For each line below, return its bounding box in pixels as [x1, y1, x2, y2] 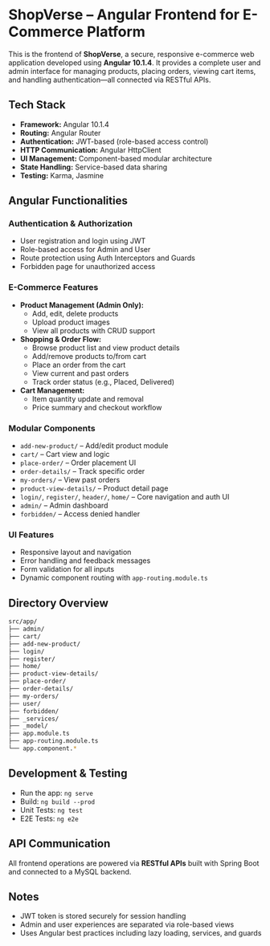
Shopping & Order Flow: [19, 334, 102, 344]
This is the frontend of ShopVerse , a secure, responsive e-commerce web [8, 49, 255, 59]
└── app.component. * [8, 744, 78, 752]
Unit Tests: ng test [19, 805, 83, 814]
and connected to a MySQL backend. [8, 866, 132, 876]
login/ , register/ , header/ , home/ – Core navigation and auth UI [19, 492, 230, 502]
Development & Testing [8, 767, 128, 781]
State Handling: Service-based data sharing [19, 162, 168, 172]
